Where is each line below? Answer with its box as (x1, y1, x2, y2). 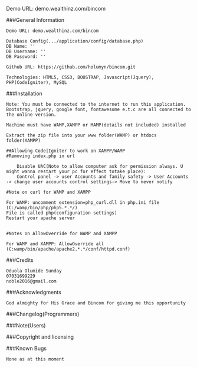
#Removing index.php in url (6, 153, 75, 159)
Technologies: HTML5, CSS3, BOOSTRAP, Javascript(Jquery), (6, 74, 155, 80)
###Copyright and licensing (6, 333, 74, 340)
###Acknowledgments (6, 289, 62, 295)
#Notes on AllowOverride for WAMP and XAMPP (6, 230, 117, 236)
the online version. (6, 112, 57, 118)
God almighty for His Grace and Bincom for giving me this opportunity (6, 300, 186, 306)
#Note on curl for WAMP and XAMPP (6, 189, 91, 195)
